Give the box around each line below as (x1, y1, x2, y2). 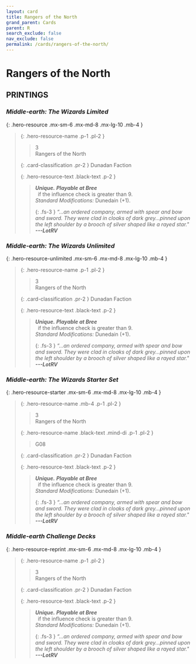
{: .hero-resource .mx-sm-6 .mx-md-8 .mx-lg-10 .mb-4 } (6, 121, 143, 128)
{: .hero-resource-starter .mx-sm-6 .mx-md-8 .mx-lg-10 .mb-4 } (6, 389, 161, 396)
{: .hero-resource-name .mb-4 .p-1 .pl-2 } (20, 401, 121, 408)
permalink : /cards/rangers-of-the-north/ (6, 42, 109, 48)
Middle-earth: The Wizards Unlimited (6, 242, 115, 250)
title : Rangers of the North (6, 14, 77, 20)
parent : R (6, 25, 31, 31)
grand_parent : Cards (6, 19, 57, 25)
